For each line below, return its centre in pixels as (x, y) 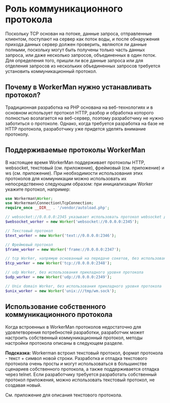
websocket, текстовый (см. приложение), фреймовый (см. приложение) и (85, 168)
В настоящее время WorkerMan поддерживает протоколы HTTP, (75, 162)
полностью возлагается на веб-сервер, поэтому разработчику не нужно (84, 118)
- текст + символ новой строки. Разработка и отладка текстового (76, 358)
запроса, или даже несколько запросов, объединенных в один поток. (81, 55)
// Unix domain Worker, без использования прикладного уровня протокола (83, 286)
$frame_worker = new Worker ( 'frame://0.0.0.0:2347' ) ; (63, 249)
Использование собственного (56, 307)
